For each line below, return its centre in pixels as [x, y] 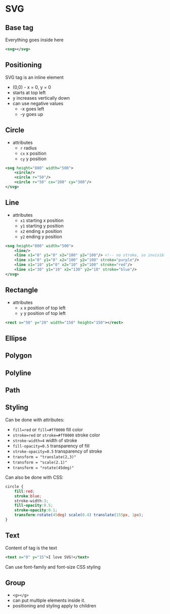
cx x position [33, 153]
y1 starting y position [42, 226]
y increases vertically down [41, 98]
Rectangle [22, 290]
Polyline [18, 373]
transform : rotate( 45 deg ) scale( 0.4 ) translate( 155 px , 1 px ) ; [79, 515]
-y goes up [32, 114]
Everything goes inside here [35, 40]
